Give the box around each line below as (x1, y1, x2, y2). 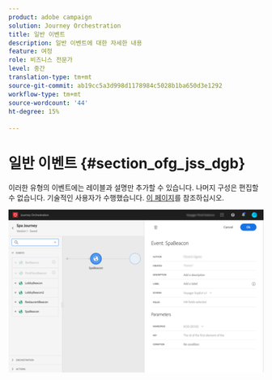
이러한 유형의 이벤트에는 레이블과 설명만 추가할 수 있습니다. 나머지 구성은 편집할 (8, 183, 259, 192)
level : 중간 (8, 65, 46, 73)
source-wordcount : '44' (8, 98, 89, 107)
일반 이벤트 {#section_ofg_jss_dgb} (8, 154, 245, 173)
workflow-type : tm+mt (8, 90, 82, 98)
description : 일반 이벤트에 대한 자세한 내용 (8, 39, 142, 47)
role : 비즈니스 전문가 (8, 56, 73, 64)
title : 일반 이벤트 (8, 30, 66, 38)
